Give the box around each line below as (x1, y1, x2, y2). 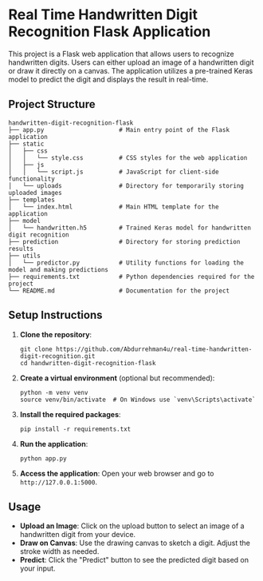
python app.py (19, 454, 67, 463)
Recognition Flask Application (8, 22, 211, 41)
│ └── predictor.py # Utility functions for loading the (8, 258, 245, 267)
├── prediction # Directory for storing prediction (8, 237, 241, 245)
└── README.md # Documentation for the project (8, 286, 230, 295)
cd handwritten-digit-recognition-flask (19, 359, 156, 367)
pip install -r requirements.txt (19, 425, 131, 433)
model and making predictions (8, 265, 109, 273)
